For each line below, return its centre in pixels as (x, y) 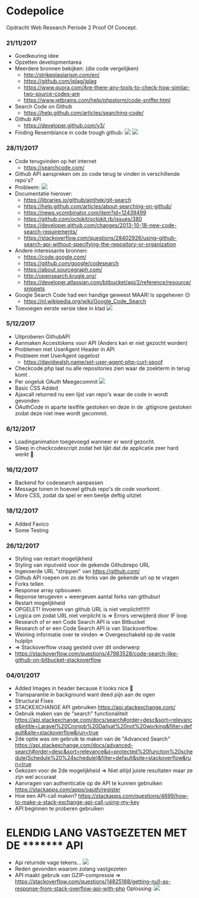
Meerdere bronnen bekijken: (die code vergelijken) (77, 69)
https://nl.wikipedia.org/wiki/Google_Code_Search (85, 301)
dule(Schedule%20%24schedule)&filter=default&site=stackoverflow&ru (103, 758)
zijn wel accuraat (35, 777)
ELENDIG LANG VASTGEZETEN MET (97, 833)
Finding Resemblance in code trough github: (69, 133)
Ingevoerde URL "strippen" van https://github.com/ (77, 571)
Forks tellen (29, 584)
